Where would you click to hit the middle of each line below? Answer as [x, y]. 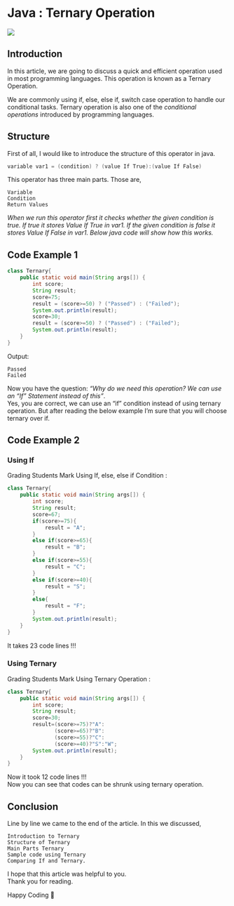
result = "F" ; [65, 606]
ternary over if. [29, 418]
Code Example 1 [43, 255]
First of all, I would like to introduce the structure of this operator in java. [111, 153]
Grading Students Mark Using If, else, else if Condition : [87, 475]
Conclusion [33, 807]
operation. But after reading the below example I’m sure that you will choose [117, 411]
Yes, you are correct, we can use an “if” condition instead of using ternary [114, 403]
